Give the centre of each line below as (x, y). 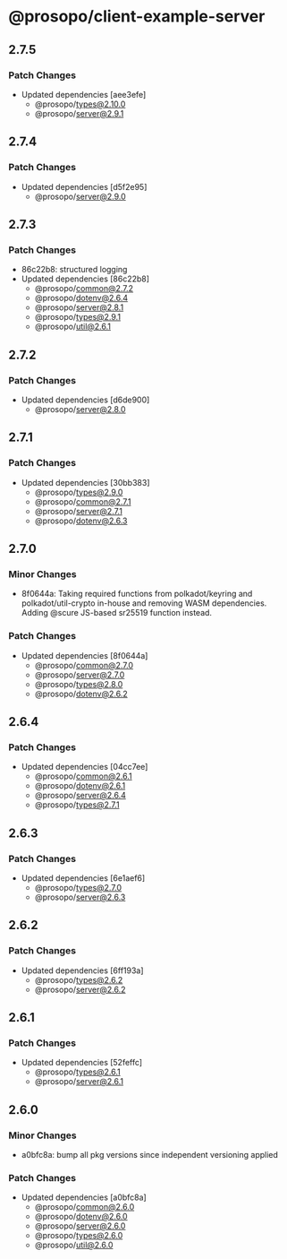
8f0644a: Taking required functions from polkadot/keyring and (137, 594)
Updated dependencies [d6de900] (85, 400)
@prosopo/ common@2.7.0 (84, 665)
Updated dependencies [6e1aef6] (83, 878)
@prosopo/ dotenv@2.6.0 (81, 1217)
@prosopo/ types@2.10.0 (80, 104)
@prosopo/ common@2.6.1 (83, 776)
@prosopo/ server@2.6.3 (80, 897)
